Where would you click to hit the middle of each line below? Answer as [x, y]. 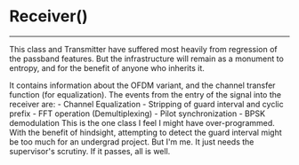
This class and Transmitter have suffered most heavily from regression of [143, 49]
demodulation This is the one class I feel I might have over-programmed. [142, 122]
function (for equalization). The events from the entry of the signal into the [145, 94]
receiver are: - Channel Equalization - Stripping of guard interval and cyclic [146, 104]
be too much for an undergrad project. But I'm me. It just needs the [132, 141]
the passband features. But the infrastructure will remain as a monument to [147, 59]
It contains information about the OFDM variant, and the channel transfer [142, 85]
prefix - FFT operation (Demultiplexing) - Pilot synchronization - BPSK [137, 114]
